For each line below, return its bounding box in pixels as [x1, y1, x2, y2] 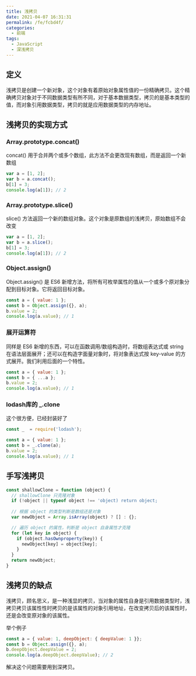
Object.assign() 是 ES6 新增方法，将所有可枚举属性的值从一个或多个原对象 [6, 278, 185, 285]
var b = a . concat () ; [6, 176, 57, 182]
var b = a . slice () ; [6, 239, 54, 245]
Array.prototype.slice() [6, 201, 73, 209]
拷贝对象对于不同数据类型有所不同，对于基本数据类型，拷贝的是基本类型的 [10, 94, 190, 101]
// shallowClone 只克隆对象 [11, 492, 75, 498]
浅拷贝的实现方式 [6, 119, 68, 129]
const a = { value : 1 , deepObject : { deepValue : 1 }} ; [6, 636, 142, 641]
